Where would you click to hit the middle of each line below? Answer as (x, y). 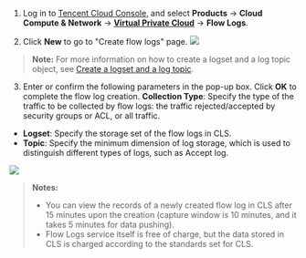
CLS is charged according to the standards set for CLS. (149, 244)
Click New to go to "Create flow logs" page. (105, 41)
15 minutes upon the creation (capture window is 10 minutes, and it (171, 215)
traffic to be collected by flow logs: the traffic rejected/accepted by (149, 106)
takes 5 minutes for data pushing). (110, 224)
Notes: (45, 187)
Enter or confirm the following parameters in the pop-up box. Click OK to (159, 87)
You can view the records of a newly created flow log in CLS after (169, 205)
